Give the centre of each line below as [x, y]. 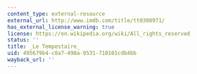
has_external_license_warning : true [61, 27]
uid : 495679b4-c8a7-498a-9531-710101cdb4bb [72, 54]
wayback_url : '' [31, 60]
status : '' [23, 40]
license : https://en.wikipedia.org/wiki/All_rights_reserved [99, 33]
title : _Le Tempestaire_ [44, 47]
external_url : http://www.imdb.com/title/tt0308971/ [86, 20]
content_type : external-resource [56, 14]
